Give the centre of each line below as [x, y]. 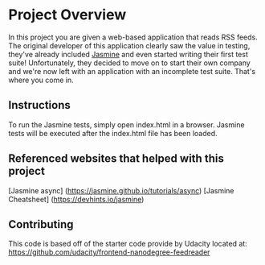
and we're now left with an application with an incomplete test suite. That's [132, 71]
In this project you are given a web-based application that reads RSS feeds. [133, 37]
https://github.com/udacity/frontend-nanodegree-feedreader [109, 252]
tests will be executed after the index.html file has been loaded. [113, 133]
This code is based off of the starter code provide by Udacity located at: [128, 244]
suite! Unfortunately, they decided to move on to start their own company [129, 63]
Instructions [39, 105]
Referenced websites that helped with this [116, 159]
